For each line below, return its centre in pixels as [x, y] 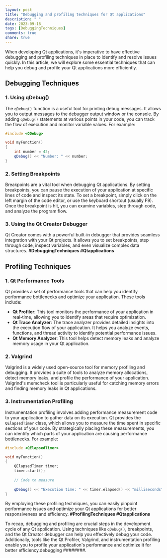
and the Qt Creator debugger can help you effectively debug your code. [79, 535]
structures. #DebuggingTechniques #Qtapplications [60, 251]
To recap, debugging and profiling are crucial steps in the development [78, 524]
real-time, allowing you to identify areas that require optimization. [79, 317]
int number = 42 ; [32, 152]
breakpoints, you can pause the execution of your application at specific [79, 190]
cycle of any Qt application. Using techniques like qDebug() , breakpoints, [79, 529]
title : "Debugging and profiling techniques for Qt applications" [75, 14]
